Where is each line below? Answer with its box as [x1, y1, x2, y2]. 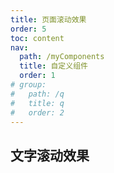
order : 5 [10, 24, 47, 34]
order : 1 [19, 71, 56, 81]
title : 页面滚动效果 [10, 14, 87, 25]
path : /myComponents [19, 52, 105, 62]
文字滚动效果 [10, 147, 90, 164]
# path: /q [10, 89, 65, 99]
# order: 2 [10, 107, 65, 118]
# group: [10, 80, 47, 90]
